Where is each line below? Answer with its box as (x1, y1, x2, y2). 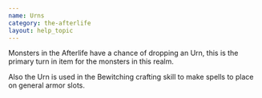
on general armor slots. (8, 80, 86, 90)
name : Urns (8, 11, 45, 20)
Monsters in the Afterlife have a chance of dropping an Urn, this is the (8, 49, 239, 58)
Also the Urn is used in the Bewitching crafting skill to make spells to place (8, 73, 254, 82)
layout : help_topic (8, 26, 74, 34)
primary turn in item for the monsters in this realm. (8, 57, 175, 66)
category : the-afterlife (8, 19, 91, 27)
